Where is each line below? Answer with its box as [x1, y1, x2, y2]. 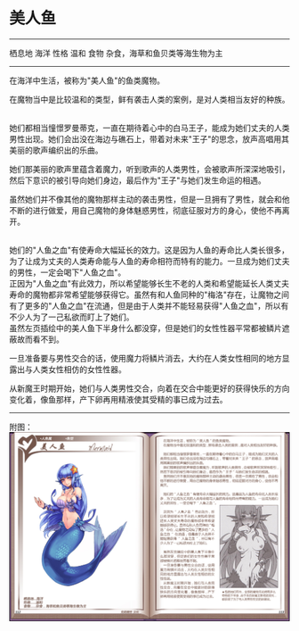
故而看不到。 [16, 334, 64, 345]
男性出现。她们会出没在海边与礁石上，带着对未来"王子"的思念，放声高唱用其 [9, 133, 290, 144]
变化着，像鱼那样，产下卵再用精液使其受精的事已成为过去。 [9, 394, 228, 404]
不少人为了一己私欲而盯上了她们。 [9, 311, 134, 322]
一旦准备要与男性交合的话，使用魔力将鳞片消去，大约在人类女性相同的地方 [9, 353, 282, 363]
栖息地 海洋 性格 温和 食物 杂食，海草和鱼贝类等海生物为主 [9, 47, 223, 58]
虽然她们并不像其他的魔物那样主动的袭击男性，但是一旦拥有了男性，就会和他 [9, 194, 290, 204]
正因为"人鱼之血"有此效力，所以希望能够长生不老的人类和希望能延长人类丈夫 [9, 278, 290, 288]
